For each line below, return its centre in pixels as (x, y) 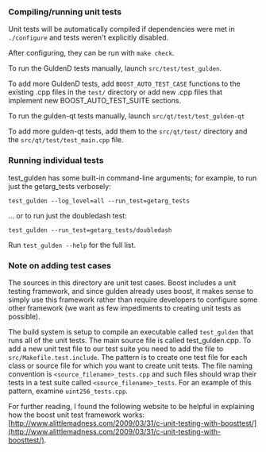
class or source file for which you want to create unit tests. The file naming (130, 365)
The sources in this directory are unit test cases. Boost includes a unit (122, 282)
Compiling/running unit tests (65, 12)
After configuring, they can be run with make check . (91, 53)
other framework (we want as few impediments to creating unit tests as (125, 307)
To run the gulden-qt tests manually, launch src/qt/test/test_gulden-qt (127, 116)
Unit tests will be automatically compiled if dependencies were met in (122, 29)
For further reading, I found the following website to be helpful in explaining (131, 406)
